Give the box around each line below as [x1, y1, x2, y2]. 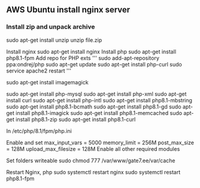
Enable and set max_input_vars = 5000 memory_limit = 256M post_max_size [6, 139, 195, 146]
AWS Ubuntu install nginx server [6, 5, 131, 15]
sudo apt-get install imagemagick [6, 78, 89, 86]
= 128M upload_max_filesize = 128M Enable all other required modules [6, 145, 180, 152]
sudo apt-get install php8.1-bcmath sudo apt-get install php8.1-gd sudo [6, 103, 181, 110]
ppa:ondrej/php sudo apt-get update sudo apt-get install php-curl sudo [6, 60, 183, 68]
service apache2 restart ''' [6, 67, 72, 74]
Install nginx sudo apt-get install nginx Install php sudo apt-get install [6, 48, 177, 55]
